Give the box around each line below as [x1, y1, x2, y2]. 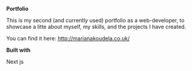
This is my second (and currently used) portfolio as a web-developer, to [6, 17, 185, 23]
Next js [6, 58, 24, 65]
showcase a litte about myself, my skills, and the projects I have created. [6, 23, 187, 30]
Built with [6, 46, 31, 54]
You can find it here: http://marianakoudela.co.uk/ [6, 35, 130, 42]
